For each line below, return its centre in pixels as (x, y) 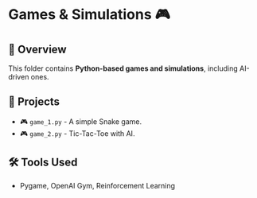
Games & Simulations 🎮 (90, 15)
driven (19, 77)
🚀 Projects (34, 102)
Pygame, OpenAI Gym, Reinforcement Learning (97, 185)
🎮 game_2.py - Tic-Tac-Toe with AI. (77, 133)
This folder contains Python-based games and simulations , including (123, 68)
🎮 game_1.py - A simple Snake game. (80, 121)
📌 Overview (37, 49)
